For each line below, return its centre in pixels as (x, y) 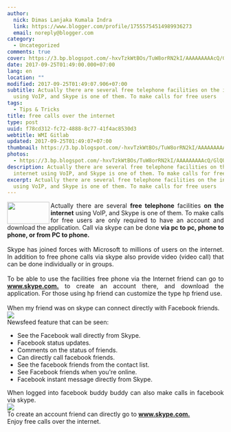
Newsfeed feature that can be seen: (58, 322)
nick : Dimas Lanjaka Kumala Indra (63, 20)
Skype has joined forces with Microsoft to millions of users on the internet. (115, 250)
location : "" (26, 77)
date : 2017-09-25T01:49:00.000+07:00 (61, 65)
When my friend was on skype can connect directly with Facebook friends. (113, 308)
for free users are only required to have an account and (137, 220)
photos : (18, 154)
